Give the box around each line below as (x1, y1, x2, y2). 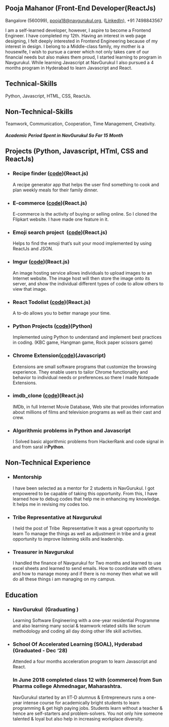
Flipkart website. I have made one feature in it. (12, 217, 109, 223)
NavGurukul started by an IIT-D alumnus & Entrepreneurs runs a (12, 694, 145, 700)
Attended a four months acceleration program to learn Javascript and (12, 658, 157, 664)
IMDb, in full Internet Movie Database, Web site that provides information (12, 403, 164, 409)
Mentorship (12, 474, 42, 481)
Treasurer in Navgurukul (12, 549, 74, 555)
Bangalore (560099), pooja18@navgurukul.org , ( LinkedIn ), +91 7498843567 (5, 17, 163, 23)
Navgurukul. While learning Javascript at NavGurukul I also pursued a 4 (5, 59, 154, 65)
